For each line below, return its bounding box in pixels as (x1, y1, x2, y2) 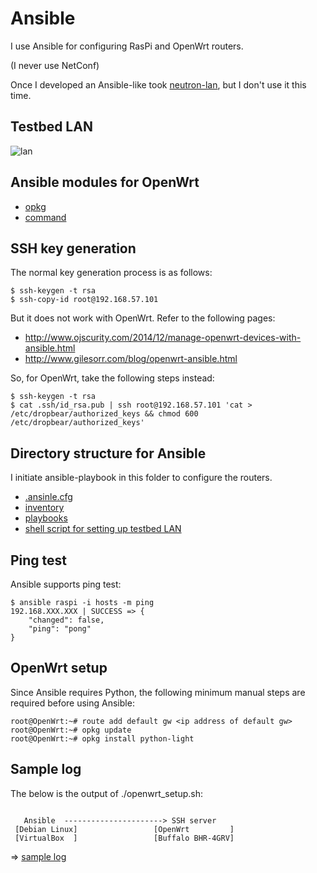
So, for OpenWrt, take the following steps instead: (10, 372, 215, 384)
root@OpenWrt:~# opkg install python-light (10, 733, 195, 744)
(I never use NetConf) (10, 59, 100, 71)
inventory (24, 502, 65, 514)
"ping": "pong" (28, 624, 92, 634)
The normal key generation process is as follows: (10, 267, 213, 279)
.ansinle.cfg (24, 491, 73, 503)
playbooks (24, 512, 68, 524)
